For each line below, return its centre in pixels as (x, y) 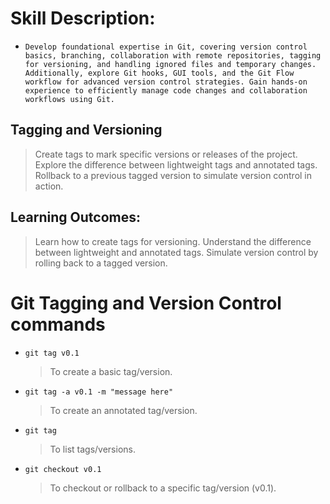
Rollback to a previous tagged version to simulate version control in (173, 175)
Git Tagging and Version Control (146, 303)
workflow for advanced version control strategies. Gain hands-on (166, 82)
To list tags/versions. (92, 449)
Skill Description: (83, 18)
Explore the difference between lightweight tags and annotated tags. (176, 164)
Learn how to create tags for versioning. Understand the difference (173, 241)
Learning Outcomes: (75, 217)
